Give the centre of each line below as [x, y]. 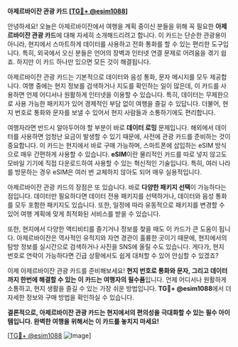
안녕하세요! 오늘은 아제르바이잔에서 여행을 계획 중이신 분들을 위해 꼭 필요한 [111, 26]
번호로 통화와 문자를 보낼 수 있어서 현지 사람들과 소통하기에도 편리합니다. [115, 112]
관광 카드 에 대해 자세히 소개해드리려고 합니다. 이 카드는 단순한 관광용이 [129, 35]
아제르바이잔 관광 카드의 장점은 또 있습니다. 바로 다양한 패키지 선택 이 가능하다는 [117, 187]
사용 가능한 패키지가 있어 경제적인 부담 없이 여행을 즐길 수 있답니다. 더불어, [118, 103]
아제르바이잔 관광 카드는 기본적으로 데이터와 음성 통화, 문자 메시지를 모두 [108, 77]
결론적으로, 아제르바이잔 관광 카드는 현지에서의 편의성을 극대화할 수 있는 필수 [113, 313]
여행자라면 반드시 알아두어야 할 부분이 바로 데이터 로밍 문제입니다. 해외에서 [110, 128]
